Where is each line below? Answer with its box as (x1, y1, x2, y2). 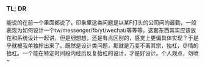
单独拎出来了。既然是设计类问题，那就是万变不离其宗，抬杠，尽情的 (27, 42, 199, 50)
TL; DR (6, 4, 27, 13)
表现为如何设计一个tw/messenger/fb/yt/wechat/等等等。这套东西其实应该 (6, 26, 191, 34)
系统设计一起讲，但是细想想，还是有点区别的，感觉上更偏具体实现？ (16, 34, 188, 42)
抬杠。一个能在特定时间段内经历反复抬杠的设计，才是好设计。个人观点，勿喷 (6, 50, 199, 57)
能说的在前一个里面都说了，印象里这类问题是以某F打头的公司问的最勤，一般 (6, 19, 197, 26)
